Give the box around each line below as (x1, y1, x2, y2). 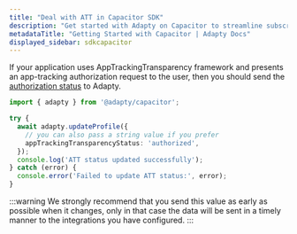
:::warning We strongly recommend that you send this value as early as (9, 196, 268, 207)
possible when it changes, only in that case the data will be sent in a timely (9, 206, 281, 215)
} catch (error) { (9, 163, 77, 173)
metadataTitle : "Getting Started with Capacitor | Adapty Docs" (9, 29, 251, 38)
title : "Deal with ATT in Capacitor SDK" (9, 12, 164, 22)
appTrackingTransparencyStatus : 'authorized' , (25, 138, 200, 147)
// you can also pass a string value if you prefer (25, 130, 219, 139)
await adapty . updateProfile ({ (17, 122, 128, 131)
